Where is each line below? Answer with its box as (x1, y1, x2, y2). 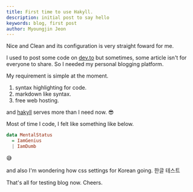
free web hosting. (15, 97, 59, 104)
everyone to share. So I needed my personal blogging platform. (6, 61, 164, 68)
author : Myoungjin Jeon (6, 25, 67, 32)
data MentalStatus (6, 132, 53, 138)
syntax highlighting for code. (15, 84, 87, 91)
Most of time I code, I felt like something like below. (6, 121, 134, 128)
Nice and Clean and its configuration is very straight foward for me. (6, 42, 174, 50)
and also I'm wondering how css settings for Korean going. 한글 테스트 (6, 167, 180, 174)
